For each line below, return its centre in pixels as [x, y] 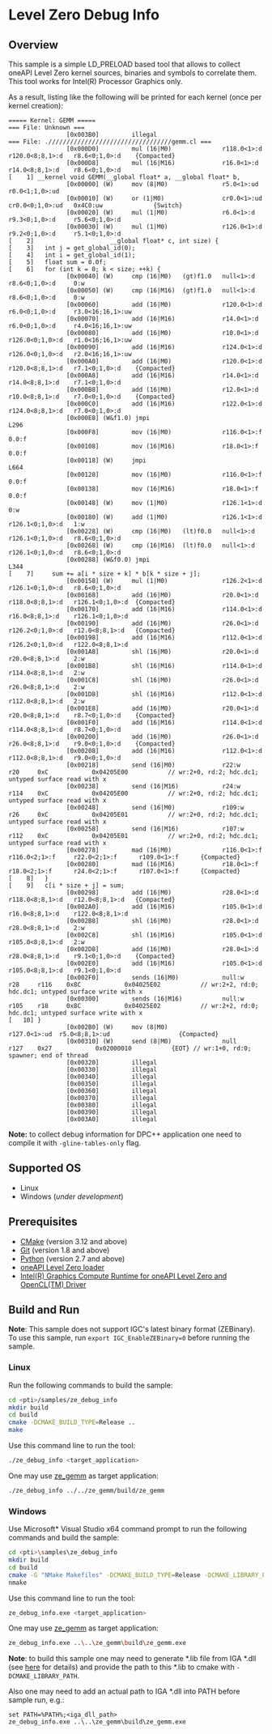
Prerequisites [43, 1222]
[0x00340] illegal [112, 1077]
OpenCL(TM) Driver [53, 1284]
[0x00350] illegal [112, 1084]
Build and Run [44, 1310]
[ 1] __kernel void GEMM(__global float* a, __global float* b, [125, 177]
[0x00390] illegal [112, 1112]
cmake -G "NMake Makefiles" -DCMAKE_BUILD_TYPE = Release [104, 1575]
